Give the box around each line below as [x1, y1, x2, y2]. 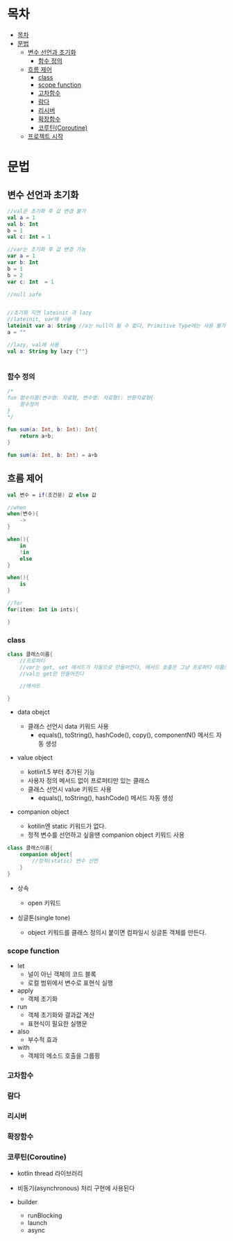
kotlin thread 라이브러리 [17, 1169, 83, 1177]
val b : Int [7, 220, 39, 228]
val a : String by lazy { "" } [7, 348, 89, 355]
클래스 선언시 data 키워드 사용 [27, 722, 109, 731]
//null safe [7, 291, 42, 298]
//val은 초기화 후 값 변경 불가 [7, 208, 86, 215]
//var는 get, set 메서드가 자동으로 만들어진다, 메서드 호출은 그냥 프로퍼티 [19, 664, 212, 671]
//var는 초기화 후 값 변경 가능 [7, 246, 86, 253]
